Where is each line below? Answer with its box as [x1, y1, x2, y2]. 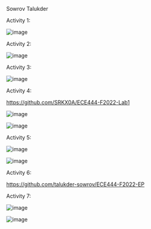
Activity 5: [6, 134, 31, 141]
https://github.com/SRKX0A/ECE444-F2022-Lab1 [6, 99, 130, 106]
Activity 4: [6, 87, 32, 94]
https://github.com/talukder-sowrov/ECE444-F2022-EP [6, 181, 145, 188]
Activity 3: [6, 63, 32, 71]
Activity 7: [6, 193, 31, 199]
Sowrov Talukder [6, 5, 48, 12]
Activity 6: [6, 169, 32, 176]
